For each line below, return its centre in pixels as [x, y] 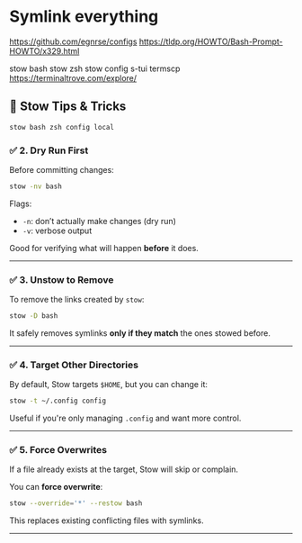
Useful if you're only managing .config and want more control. [125, 418]
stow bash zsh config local [62, 127]
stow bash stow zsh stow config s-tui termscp [95, 68]
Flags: [21, 204]
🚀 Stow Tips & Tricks [68, 107]
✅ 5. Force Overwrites [58, 450]
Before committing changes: [62, 169]
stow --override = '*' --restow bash [76, 503]
